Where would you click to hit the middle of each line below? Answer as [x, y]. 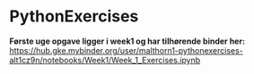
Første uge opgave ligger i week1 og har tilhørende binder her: [127, 41]
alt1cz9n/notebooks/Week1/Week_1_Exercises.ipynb [105, 60]
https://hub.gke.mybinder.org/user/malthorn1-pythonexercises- [127, 50]
